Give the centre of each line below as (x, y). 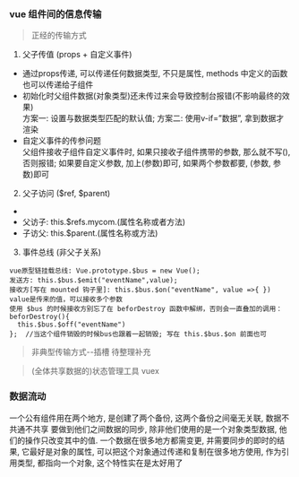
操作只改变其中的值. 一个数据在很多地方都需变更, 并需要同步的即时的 (151, 440)
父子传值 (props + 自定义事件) (77, 55)
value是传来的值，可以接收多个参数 (66, 299)
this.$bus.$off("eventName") (72, 325)
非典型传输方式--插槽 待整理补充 (91, 352)
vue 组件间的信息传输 (56, 13)
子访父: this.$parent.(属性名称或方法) (90, 233)
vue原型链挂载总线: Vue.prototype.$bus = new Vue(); (105, 271)
